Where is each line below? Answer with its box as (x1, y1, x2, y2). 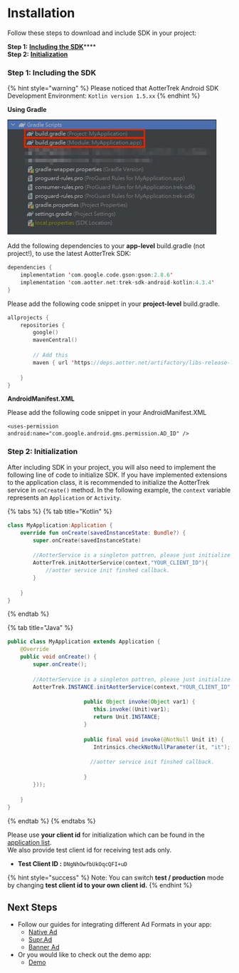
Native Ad (28, 928, 58, 937)
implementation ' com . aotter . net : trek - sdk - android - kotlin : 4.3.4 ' (20, 279, 215, 286)
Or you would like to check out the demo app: (17, 950, 152, 959)
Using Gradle (7, 105, 47, 114)
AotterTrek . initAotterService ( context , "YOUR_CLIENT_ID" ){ (33, 560, 208, 567)
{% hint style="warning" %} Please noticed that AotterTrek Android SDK (7, 84, 219, 93)
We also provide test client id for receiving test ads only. (7, 845, 172, 854)
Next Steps (7, 901, 58, 913)
